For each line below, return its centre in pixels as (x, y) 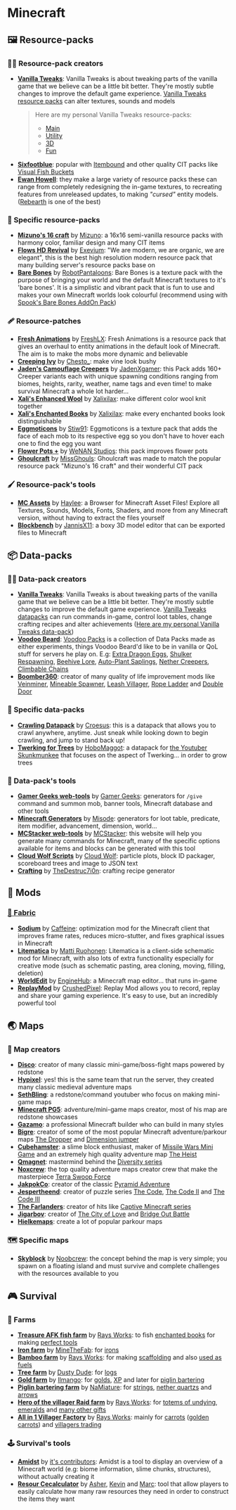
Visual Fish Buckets (46, 172)
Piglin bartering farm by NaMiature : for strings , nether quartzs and (114, 1388)
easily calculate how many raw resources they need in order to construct (123, 1491)
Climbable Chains (43, 669)
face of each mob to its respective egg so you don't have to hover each (121, 436)
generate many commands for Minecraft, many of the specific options (119, 841)
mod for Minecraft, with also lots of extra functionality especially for (116, 958)
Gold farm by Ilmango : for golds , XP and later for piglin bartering (111, 1380)
